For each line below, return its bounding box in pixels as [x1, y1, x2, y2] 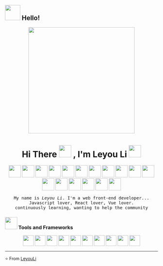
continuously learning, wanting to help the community [15, 205, 148, 210]
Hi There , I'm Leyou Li [21, 149, 127, 160]
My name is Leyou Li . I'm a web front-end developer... [14, 195, 149, 200]
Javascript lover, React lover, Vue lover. [29, 200, 134, 205]
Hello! [21, 14, 40, 22]
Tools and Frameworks [18, 224, 73, 231]
